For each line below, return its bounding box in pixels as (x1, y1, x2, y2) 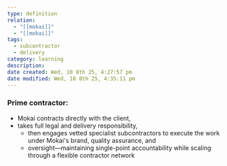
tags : (7, 36, 23, 43)
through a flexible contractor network (27, 151, 135, 159)
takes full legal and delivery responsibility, (17, 121, 138, 130)
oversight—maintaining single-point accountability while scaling (27, 144, 212, 152)
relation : (7, 17, 36, 24)
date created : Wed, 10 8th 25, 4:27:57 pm (7, 68, 132, 75)
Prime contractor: (7, 98, 68, 108)
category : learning (7, 56, 64, 63)
